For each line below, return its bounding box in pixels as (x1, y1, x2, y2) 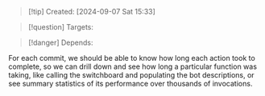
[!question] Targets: (27, 22, 94, 31)
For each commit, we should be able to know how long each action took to (8, 54, 255, 62)
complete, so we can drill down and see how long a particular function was (8, 62, 258, 71)
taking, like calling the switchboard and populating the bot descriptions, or (8, 70, 255, 79)
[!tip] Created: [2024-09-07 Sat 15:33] (27, 7, 155, 16)
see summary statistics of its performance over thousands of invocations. (8, 79, 253, 88)
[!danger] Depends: (27, 38, 93, 47)
